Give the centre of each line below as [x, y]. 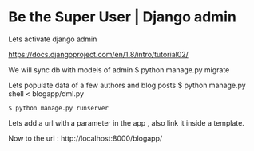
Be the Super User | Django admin [123, 17]
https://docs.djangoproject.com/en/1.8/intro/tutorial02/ [99, 54]
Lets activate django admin [53, 39]
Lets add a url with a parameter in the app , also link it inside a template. [127, 122]
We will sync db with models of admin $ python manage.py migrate [119, 70]
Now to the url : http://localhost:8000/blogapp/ [85, 138]
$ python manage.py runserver [59, 108]
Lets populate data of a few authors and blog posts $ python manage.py [127, 85]
